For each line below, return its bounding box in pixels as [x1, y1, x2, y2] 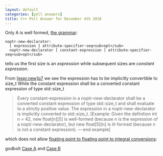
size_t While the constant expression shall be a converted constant [5, 80, 140, 86]
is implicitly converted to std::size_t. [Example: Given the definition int [17, 111, 158, 117]
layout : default [5, 7, 38, 12]
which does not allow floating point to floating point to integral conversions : [5, 136, 158, 142]
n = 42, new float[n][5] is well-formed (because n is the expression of [17, 116, 158, 122]
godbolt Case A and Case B [5, 146, 61, 152]
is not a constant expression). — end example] [17, 127, 111, 132]
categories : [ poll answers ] [5, 12, 63, 17]
